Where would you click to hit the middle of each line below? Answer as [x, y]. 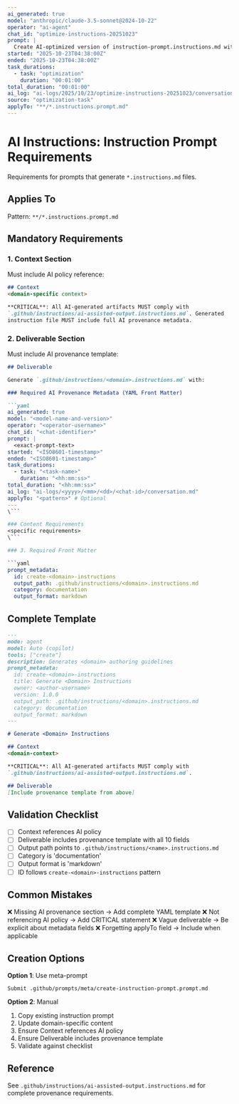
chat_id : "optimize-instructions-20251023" [73, 34]
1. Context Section [39, 259]
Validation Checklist [53, 814]
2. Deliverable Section [46, 338]
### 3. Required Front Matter [52, 551]
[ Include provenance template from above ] [71, 792]
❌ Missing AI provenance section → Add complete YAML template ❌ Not [113, 912]
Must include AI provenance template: [63, 354]
